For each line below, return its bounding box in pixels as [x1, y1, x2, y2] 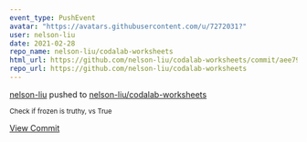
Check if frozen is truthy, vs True [9, 106, 112, 116]
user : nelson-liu [9, 30, 76, 39]
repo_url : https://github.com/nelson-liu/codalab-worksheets [9, 65, 248, 74]
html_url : [9, 56, 48, 65]
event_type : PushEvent [9, 13, 96, 23]
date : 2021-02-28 [9, 38, 76, 48]
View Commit [9, 122, 60, 133]
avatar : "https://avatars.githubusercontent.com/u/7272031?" [9, 22, 248, 31]
